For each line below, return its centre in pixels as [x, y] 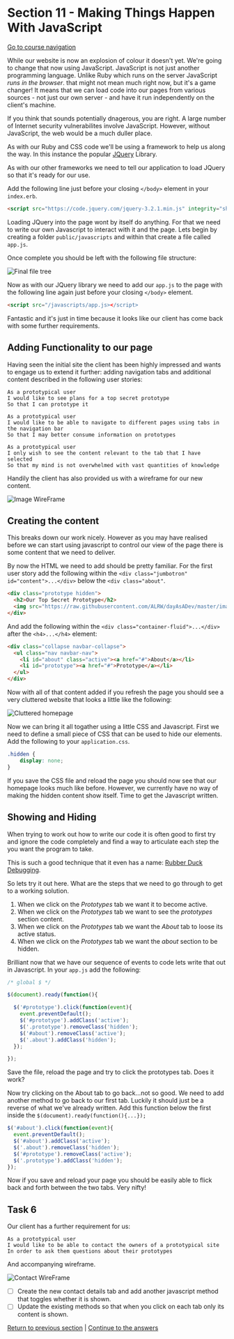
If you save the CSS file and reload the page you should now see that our [112, 780]
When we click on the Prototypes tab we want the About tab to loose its [120, 926]
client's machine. [32, 105]
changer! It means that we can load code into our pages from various [107, 90]
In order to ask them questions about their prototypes [90, 1252]
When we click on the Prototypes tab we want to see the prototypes [115, 912]
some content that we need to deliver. [62, 553]
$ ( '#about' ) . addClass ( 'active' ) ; [62, 1141]
